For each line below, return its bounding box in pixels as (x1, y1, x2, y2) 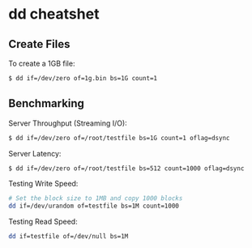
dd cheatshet (8, 5, 100, 24)
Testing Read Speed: (8, 216, 79, 227)
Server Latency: (8, 148, 62, 158)
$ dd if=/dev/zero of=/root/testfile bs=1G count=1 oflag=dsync (8, 134, 230, 142)
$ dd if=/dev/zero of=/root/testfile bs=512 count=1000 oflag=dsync (8, 164, 245, 173)
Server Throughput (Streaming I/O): (8, 118, 127, 128)
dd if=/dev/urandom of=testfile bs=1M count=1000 (8, 202, 180, 211)
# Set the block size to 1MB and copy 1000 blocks (8, 195, 183, 203)
